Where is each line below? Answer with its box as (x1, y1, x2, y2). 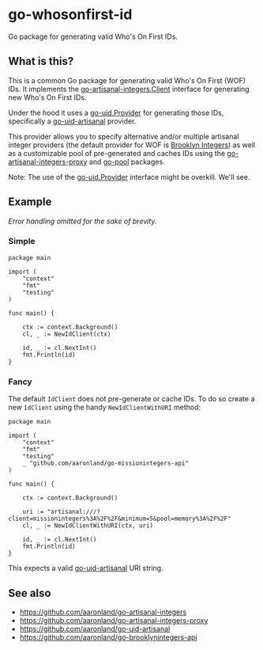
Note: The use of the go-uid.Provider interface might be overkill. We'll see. (8, 172, 250, 181)
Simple (8, 236, 36, 247)
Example (8, 196, 52, 209)
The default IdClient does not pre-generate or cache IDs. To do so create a (8, 394, 255, 404)
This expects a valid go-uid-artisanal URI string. (8, 564, 163, 573)
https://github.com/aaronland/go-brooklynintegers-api (19, 632, 197, 642)
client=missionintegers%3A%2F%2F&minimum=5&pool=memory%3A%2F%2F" (8, 515, 231, 523)
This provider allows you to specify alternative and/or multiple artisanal (8, 131, 239, 141)
